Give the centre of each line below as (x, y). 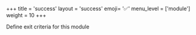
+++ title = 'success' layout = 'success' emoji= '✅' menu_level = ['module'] (98, 9)
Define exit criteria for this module (48, 27)
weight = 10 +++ (26, 15)
